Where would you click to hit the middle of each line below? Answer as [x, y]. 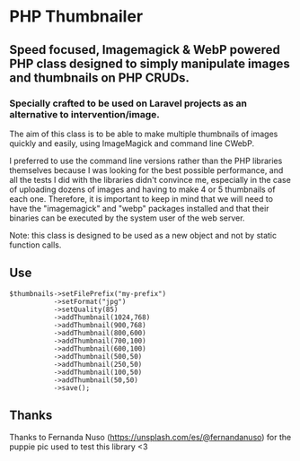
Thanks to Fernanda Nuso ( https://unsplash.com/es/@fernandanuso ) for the [150, 437]
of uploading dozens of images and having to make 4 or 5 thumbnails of [142, 189]
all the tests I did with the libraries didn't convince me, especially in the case [150, 179]
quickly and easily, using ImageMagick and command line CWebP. [132, 143]
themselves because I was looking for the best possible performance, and [146, 170]
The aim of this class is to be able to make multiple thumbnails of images [144, 134]
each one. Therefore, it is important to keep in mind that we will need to [141, 198]
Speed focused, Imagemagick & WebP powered [145, 50]
